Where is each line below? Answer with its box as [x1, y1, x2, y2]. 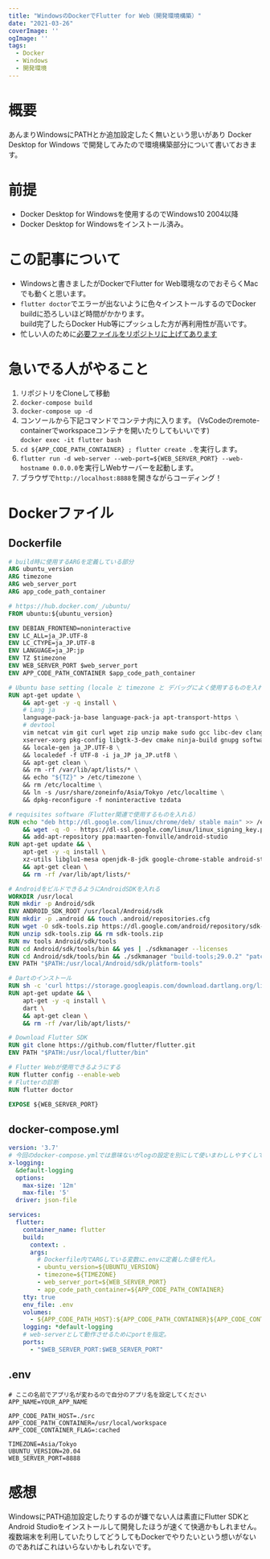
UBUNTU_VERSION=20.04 [8, 1447, 81, 1455]
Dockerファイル [8, 504, 114, 522]
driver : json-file [15, 1197, 78, 1205]
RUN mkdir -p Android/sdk [8, 899, 95, 908]
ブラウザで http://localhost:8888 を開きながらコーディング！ [19, 473, 223, 482]
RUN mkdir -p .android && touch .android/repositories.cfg [8, 915, 211, 923]
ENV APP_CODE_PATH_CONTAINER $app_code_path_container [8, 669, 196, 677]
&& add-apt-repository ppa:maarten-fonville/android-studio [22, 833, 228, 842]
